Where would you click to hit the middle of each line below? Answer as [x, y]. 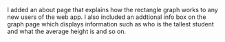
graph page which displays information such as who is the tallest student [111, 24]
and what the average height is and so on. [66, 31]
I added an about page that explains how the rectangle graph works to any [112, 10]
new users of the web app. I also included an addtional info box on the [107, 17]
